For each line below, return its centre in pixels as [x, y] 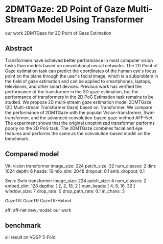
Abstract [19, 48]
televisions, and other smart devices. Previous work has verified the [73, 86]
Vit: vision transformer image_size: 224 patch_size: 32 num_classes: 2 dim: [81, 166]
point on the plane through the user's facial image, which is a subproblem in [81, 76]
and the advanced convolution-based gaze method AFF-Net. [93, 118]
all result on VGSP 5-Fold [30, 237]
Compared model [32, 154]
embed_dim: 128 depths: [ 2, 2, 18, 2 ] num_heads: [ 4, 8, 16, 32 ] [70, 186]
